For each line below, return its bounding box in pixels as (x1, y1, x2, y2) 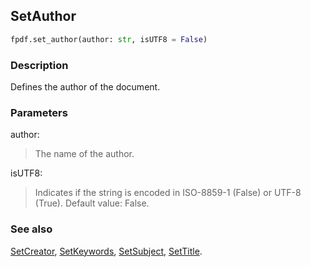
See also (10, 222, 53, 236)
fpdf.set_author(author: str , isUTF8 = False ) (10, 34, 208, 44)
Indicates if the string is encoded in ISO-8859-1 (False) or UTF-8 (34, 187, 302, 199)
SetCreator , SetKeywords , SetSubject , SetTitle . (10, 245, 203, 257)
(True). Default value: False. (34, 197, 150, 209)
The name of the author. (34, 148, 135, 160)
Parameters (10, 105, 68, 119)
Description (10, 58, 69, 72)
